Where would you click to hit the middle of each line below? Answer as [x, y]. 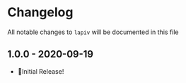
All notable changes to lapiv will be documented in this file [93, 32]
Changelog [40, 12]
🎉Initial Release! [41, 71]
